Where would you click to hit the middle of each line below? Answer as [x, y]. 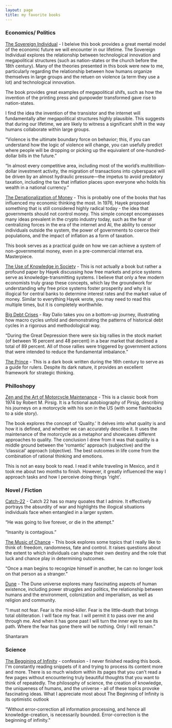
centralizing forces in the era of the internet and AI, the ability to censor [81, 224]
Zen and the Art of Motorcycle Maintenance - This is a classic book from [82, 397]
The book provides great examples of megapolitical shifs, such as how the [84, 92]
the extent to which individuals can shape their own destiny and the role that [86, 553]
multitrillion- [153, 165]
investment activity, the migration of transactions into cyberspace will [91, 171]
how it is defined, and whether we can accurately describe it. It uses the [81, 429]
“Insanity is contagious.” [31, 532]
